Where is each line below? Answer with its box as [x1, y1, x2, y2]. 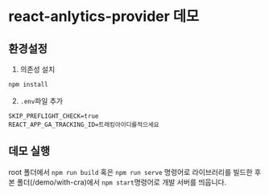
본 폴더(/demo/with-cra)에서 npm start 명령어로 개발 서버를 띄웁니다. [8, 177, 227, 187]
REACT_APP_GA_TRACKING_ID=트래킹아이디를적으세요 [8, 120, 159, 128]
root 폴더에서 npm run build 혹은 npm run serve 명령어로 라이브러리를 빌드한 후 [8, 167, 262, 177]
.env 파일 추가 [19, 95, 63, 105]
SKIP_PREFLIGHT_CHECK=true [8, 112, 99, 120]
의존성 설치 [19, 65, 56, 74]
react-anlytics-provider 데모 [8, 7, 200, 26]
